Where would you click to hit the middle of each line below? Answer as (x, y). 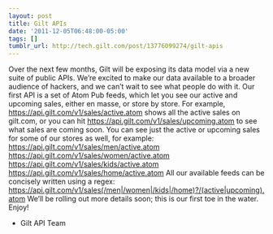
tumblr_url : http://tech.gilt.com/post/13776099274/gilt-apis (116, 46)
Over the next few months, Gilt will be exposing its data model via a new (129, 69)
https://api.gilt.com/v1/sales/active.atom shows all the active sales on (125, 113)
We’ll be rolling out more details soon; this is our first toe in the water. (143, 199)
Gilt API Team (43, 223)
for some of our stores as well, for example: (81, 138)
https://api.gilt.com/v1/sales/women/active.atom (89, 156)
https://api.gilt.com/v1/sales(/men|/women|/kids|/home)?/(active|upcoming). (136, 190)
